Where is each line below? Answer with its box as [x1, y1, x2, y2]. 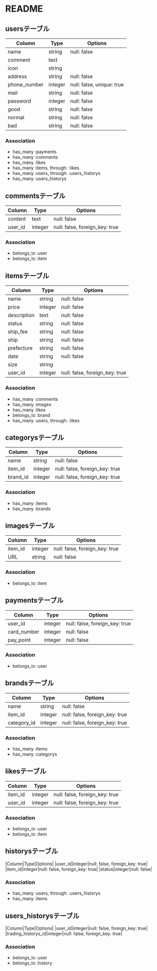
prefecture [8, 345, 33, 352]
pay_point [8, 636, 31, 643]
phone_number [8, 81, 44, 88]
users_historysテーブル [5, 911, 80, 920]
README [5, 3, 43, 15]
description [8, 312, 35, 319]
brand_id [8, 474, 29, 481]
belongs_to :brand [12, 412, 50, 418]
